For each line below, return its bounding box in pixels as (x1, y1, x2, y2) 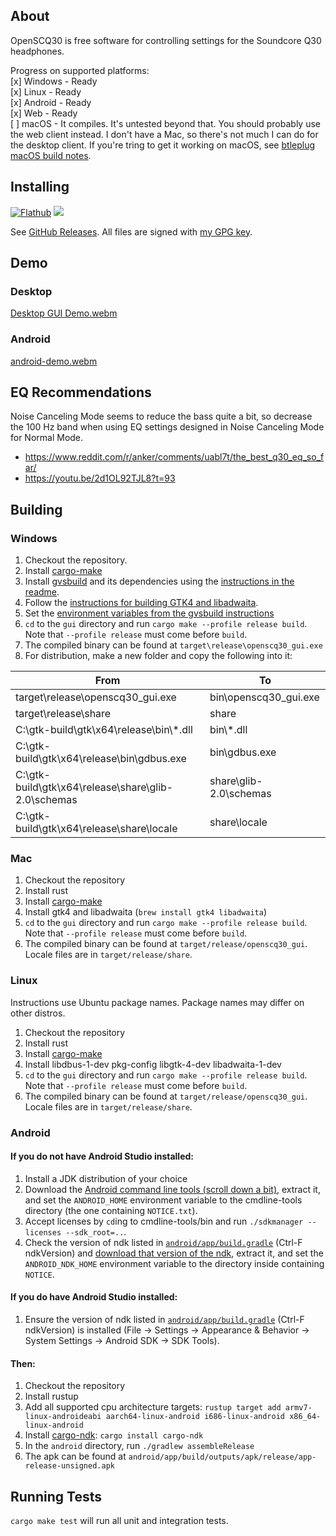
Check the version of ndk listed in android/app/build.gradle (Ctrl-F (24, 1236, 303, 1248)
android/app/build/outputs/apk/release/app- (128, 1452, 317, 1463)
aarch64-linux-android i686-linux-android (105, 1412, 286, 1422)
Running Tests (10, 1488, 102, 1505)
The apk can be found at (24, 1450, 127, 1463)
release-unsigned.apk (24, 1461, 115, 1471)
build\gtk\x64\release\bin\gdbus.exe (15, 752, 187, 766)
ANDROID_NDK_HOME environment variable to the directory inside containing (24, 1257, 325, 1269)
